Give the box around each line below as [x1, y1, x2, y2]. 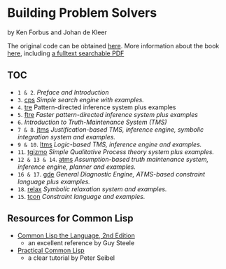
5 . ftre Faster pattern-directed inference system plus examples [17, 110, 198, 118]
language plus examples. [17, 177, 91, 186]
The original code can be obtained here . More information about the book [7, 41, 220, 50]
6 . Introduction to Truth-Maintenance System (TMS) [17, 118, 167, 126]
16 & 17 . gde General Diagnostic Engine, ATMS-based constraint [17, 170, 205, 178]
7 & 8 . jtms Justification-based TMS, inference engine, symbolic [17, 125, 204, 134]
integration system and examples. [17, 132, 115, 141]
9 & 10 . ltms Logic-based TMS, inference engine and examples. [17, 140, 202, 149]
